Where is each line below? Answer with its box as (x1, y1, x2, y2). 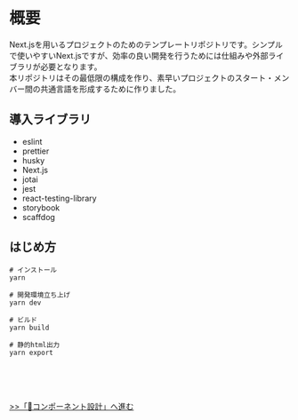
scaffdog (21, 211, 56, 222)
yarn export (9, 348, 53, 357)
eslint (21, 136, 43, 147)
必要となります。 (39, 61, 102, 72)
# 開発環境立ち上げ (9, 290, 71, 299)
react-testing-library (21, 193, 97, 203)
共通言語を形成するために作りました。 (39, 83, 181, 94)
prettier (21, 146, 50, 156)
